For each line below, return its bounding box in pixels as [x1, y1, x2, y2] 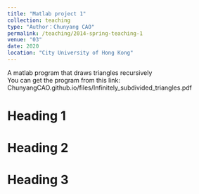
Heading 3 [7, 172, 69, 188]
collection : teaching [7, 17, 71, 24]
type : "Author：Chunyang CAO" [7, 23, 95, 30]
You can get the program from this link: [7, 76, 121, 84]
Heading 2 [7, 140, 69, 156]
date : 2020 [7, 43, 39, 50]
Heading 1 [7, 108, 67, 124]
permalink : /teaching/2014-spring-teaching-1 [7, 29, 143, 37]
